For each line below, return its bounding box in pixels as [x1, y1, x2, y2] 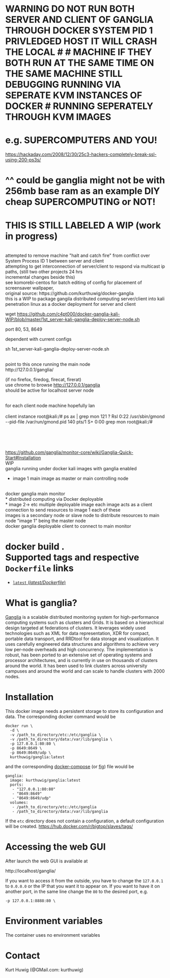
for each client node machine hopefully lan [5, 402, 95, 409]
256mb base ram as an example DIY [5, 185, 160, 197]
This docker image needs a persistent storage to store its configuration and [5, 708, 163, 714]
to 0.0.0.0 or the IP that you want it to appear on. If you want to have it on [5, 883, 160, 889]
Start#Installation [5, 455, 41, 461]
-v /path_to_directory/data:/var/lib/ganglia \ [10, 737, 113, 742]
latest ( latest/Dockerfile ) [12, 580, 66, 586]
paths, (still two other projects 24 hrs [5, 269, 83, 275]
